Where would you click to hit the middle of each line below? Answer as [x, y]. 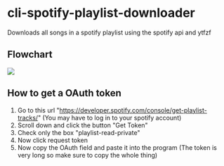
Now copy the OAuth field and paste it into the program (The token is [117, 147]
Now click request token [53, 140]
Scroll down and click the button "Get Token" [83, 125]
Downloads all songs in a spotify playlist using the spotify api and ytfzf [110, 32]
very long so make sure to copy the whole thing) [87, 155]
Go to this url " [38, 110]
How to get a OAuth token [64, 93]
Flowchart [30, 55]
